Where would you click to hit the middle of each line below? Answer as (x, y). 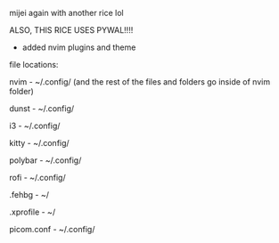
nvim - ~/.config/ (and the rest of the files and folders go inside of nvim (139, 82)
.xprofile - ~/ (33, 212)
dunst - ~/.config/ (42, 109)
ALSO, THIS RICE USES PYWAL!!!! (71, 30)
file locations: (34, 65)
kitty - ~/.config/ (39, 143)
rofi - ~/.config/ (37, 178)
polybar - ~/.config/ (45, 160)
